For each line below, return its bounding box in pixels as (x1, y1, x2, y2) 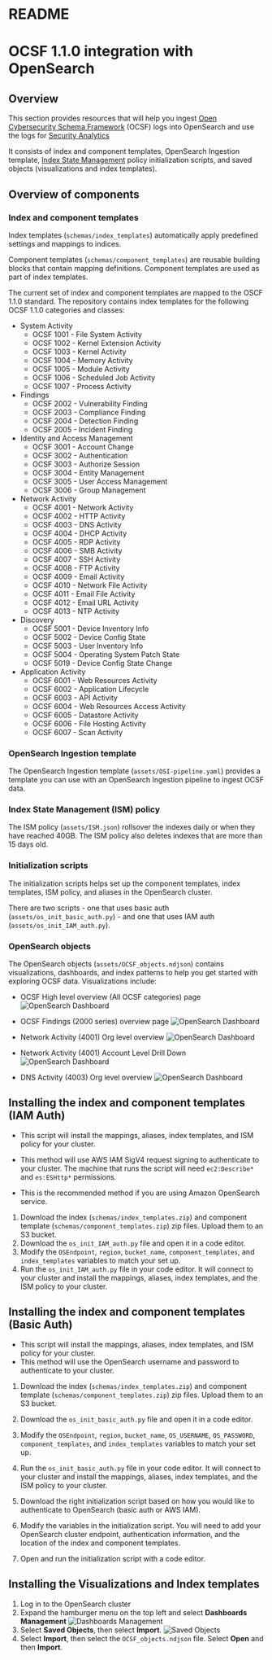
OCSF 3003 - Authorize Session (32, 459, 140, 469)
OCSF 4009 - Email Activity (32, 572, 125, 581)
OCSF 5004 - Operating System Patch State (32, 649, 180, 659)
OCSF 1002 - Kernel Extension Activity (32, 338, 162, 348)
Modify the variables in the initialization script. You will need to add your (19, 1520, 261, 1531)
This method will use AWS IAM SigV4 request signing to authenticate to (19, 1154, 260, 1164)
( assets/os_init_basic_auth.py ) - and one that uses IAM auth (8, 911, 215, 921)
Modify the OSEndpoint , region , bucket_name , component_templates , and (19, 1246, 255, 1256)
